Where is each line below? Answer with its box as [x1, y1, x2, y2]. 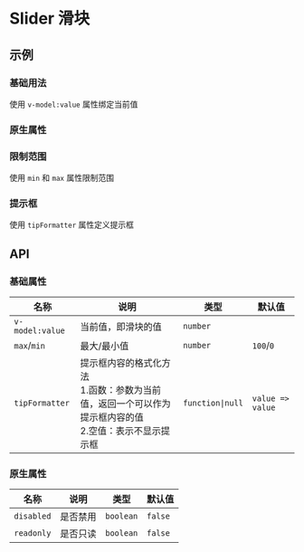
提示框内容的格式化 [80, 357, 163, 369]
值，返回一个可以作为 [80, 397, 172, 410]
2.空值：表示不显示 [80, 424, 161, 437]
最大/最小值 [80, 340, 129, 353]
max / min [14, 339, 45, 352]
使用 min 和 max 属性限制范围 [9, 173, 115, 184]
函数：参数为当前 [88, 384, 161, 396]
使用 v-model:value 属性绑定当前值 [9, 99, 138, 109]
